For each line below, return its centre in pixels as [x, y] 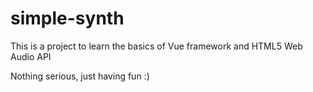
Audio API [31, 56]
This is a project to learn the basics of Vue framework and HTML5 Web [156, 46]
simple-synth [67, 18]
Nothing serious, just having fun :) [80, 76]
